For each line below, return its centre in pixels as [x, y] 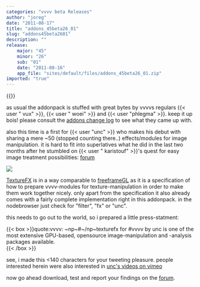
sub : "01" [29, 62]
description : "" [26, 40]
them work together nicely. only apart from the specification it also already [98, 193]
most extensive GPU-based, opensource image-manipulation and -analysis [99, 235]
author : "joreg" [26, 17]
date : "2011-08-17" [31, 23]
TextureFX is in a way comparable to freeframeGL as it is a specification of [98, 180]
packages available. [31, 242]
